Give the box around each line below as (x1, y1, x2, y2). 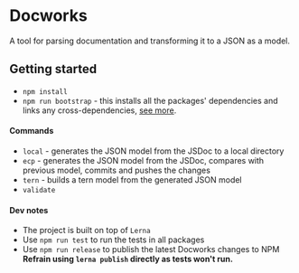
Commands (9, 126, 54, 136)
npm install (22, 87, 68, 96)
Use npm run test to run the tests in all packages (22, 234, 205, 245)
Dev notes (9, 204, 49, 215)
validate (22, 185, 56, 194)
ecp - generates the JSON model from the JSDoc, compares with (22, 155, 265, 165)
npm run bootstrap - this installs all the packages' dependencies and (22, 95, 278, 106)
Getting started (9, 61, 98, 77)
